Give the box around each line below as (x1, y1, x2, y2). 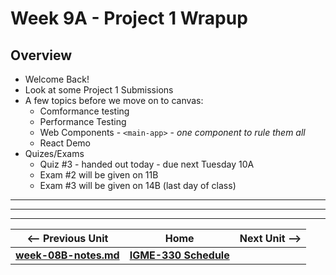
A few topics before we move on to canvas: (24, 95, 204, 106)
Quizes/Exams (24, 148, 85, 159)
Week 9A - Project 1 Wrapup (10, 7, 248, 30)
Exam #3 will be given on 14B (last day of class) (39, 180, 237, 191)
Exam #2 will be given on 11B (39, 169, 159, 181)
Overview (10, 47, 73, 64)
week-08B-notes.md (15, 248, 120, 262)
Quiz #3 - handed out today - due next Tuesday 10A (39, 158, 255, 170)
